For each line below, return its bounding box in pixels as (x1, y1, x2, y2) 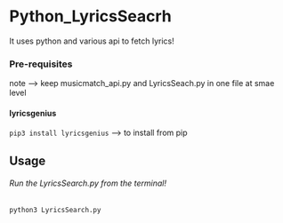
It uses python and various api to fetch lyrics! (9, 36, 175, 46)
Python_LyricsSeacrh (9, 6, 172, 27)
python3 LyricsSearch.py (9, 206, 101, 215)
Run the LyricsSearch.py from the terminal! (9, 178, 167, 188)
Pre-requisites (9, 58, 73, 70)
